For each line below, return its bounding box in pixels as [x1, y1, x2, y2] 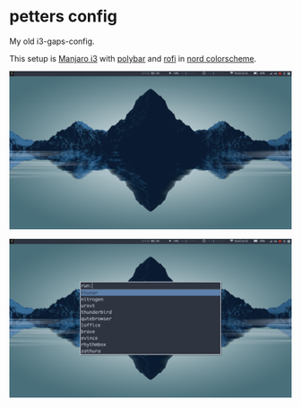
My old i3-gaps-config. [9, 36, 95, 47]
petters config [9, 6, 118, 27]
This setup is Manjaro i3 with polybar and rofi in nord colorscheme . [9, 53, 257, 64]
